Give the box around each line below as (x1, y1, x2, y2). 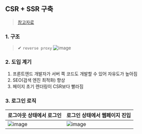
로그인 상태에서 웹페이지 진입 (66, 112, 131, 119)
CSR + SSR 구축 (5, 5, 54, 14)
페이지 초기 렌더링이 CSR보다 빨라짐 (12, 83, 84, 90)
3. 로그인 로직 (5, 98, 37, 105)
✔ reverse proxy (17, 45, 52, 51)
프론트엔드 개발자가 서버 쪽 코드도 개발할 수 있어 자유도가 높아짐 (12, 71, 137, 77)
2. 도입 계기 (5, 59, 32, 66)
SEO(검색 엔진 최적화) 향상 (12, 77, 65, 83)
